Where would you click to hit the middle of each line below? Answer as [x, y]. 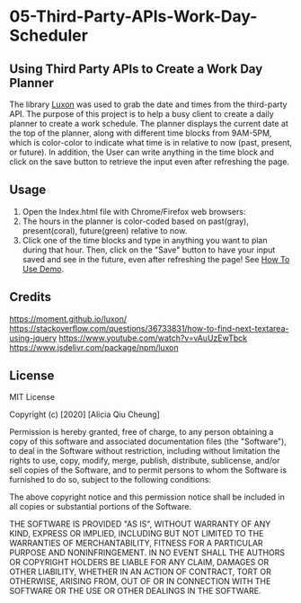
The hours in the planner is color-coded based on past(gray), [135, 221]
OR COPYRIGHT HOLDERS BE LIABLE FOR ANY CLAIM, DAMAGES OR [139, 563]
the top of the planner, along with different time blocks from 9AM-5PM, [141, 133]
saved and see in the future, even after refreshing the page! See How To [156, 259]
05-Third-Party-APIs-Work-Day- [133, 17]
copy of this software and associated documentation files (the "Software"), [148, 441]
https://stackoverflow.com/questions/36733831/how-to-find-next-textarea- [149, 328]
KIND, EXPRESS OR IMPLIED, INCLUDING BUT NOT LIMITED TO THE [137, 534]
